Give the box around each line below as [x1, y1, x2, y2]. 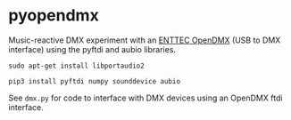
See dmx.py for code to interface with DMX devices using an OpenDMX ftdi [8, 92, 283, 103]
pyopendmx [8, 5, 99, 26]
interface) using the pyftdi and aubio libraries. [8, 44, 176, 54]
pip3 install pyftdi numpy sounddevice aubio [8, 76, 180, 85]
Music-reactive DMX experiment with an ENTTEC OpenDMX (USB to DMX [8, 35, 281, 45]
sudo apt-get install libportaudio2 [8, 61, 145, 70]
